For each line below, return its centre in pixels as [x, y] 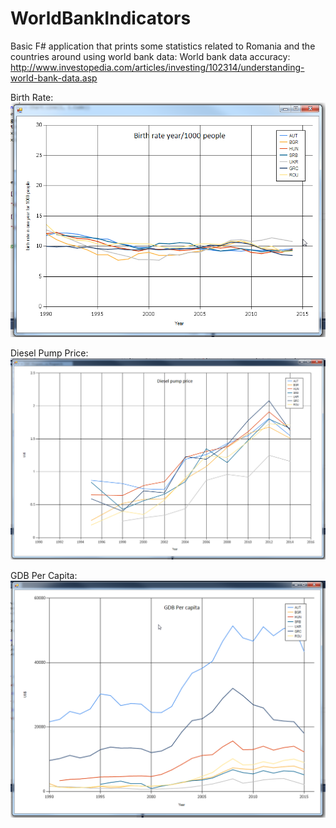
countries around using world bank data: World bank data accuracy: [150, 56]
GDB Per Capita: [44, 576]
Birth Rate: [32, 97]
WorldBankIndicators [101, 18]
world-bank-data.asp [54, 78]
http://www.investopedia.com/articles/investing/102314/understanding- [157, 67]
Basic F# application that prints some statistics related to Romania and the [163, 46]
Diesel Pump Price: [49, 353]
